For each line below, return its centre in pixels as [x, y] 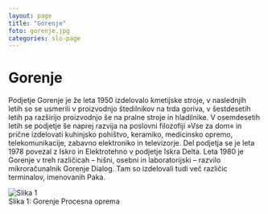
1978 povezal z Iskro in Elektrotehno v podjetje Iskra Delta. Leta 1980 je [126, 152]
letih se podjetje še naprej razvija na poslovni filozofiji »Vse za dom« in [125, 126]
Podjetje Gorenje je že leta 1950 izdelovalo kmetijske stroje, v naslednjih [128, 101]
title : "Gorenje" [37, 23]
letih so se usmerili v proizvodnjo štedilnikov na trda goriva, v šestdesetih [130, 109]
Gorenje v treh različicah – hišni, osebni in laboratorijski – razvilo [115, 160]
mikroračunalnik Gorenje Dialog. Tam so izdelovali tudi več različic [118, 169]
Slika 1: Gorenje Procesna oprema [64, 201]
